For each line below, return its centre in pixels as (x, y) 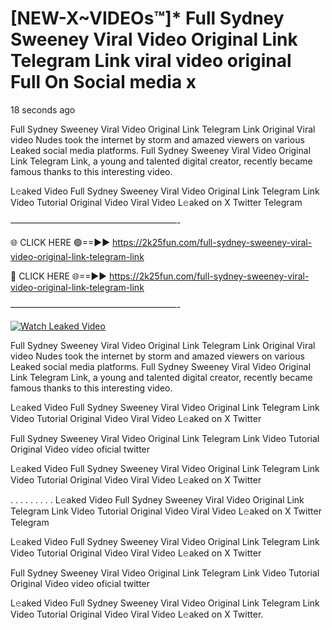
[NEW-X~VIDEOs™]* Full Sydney (147, 18)
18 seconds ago (43, 109)
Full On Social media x (103, 82)
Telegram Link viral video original (151, 61)
